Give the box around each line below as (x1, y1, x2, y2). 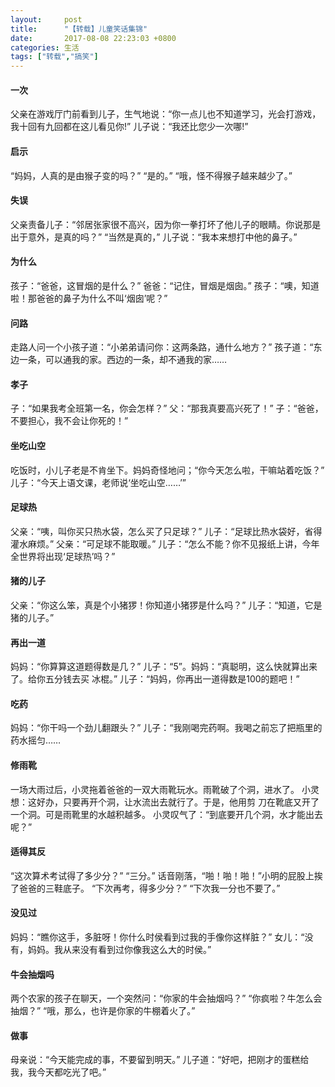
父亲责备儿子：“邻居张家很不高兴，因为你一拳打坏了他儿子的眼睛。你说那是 (10, 218, 322, 230)
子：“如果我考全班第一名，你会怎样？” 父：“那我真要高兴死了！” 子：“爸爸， (10, 402, 324, 415)
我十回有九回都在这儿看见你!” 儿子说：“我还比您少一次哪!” (10, 121, 249, 133)
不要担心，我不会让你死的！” (10, 415, 129, 427)
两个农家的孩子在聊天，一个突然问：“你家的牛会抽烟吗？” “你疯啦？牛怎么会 (10, 992, 323, 1005)
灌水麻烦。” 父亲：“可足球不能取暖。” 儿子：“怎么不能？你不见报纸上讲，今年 (10, 537, 320, 550)
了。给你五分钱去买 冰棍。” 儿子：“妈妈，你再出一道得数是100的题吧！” (10, 673, 300, 685)
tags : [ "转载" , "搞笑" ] (10, 52, 99, 62)
